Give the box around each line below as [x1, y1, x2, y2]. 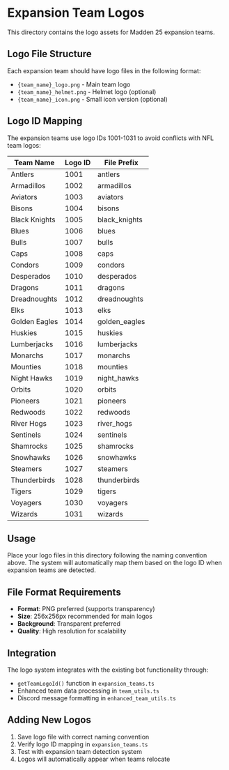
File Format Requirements [7, 586, 122, 598]
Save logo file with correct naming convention [17, 732, 150, 741]
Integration [7, 647, 57, 659]
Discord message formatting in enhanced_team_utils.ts [17, 694, 176, 702]
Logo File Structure [7, 48, 92, 60]
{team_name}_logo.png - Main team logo [17, 80, 131, 88]
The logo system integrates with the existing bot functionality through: [7, 665, 209, 674]
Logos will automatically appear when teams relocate [17, 755, 171, 763]
